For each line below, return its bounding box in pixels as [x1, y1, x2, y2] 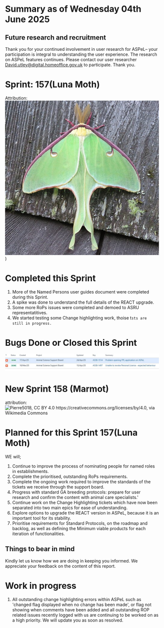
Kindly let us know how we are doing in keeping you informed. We [5, 558, 138, 563]
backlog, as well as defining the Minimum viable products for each [12, 525, 146, 531]
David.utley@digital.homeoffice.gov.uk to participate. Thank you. [5, 62, 136, 67]
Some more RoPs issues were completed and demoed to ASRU [12, 304, 139, 310]
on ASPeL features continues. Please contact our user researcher [5, 57, 137, 62]
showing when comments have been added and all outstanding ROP [12, 606, 150, 612]
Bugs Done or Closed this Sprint [5, 337, 137, 348]
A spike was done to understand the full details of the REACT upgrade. [12, 299, 155, 305]
